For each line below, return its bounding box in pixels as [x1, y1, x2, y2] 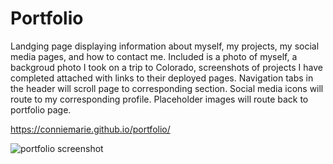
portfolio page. [10, 103, 72, 116]
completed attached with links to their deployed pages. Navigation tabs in [10, 72, 314, 84]
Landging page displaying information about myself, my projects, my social [10, 40, 320, 52]
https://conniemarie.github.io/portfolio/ [10, 123, 171, 135]
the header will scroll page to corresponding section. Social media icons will [10, 82, 324, 94]
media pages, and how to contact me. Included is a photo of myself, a [10, 50, 298, 62]
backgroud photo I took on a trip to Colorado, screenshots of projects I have [10, 61, 323, 73]
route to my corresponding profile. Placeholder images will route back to [10, 93, 309, 105]
